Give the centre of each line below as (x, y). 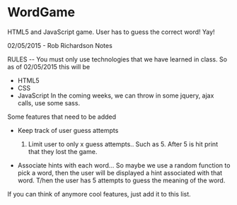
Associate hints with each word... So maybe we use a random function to (124, 165)
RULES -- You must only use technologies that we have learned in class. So (117, 59)
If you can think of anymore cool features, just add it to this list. (99, 194)
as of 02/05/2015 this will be (49, 66)
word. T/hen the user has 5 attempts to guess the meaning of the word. (121, 180)
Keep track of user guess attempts (68, 130)
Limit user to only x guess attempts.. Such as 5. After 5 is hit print (123, 144)
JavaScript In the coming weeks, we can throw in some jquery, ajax (116, 95)
